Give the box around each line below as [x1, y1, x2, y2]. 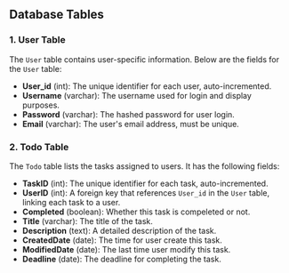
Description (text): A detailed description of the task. [21, 225, 217, 236]
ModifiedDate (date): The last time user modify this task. [21, 244, 231, 254]
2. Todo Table [9, 141, 69, 153]
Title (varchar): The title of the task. [21, 215, 154, 226]
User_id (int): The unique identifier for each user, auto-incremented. [21, 80, 272, 92]
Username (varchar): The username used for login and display [21, 90, 252, 100]
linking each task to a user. [21, 197, 121, 207]
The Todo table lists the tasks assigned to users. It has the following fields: [9, 160, 280, 172]
